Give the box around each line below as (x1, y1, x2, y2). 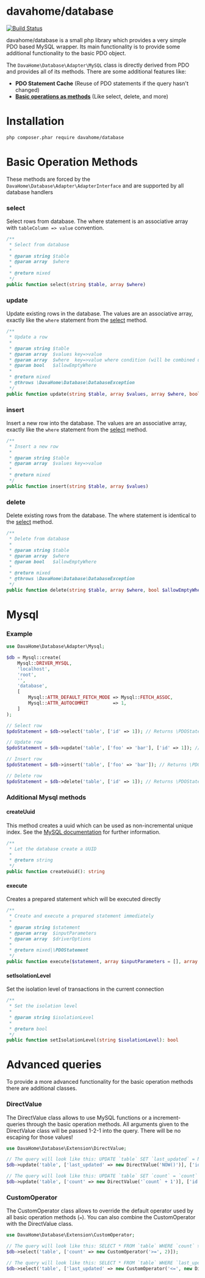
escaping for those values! (6, 1133, 73, 1141)
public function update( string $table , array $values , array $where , (6, 391, 187, 397)
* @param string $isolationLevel (9, 1014, 95, 1021)
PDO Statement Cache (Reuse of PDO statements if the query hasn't (15, 80, 189, 87)
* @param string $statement (9, 924, 81, 931)
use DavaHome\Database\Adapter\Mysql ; (6, 643, 105, 650)
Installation (6, 115, 65, 128)
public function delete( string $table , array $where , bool (6, 587, 160, 593)
